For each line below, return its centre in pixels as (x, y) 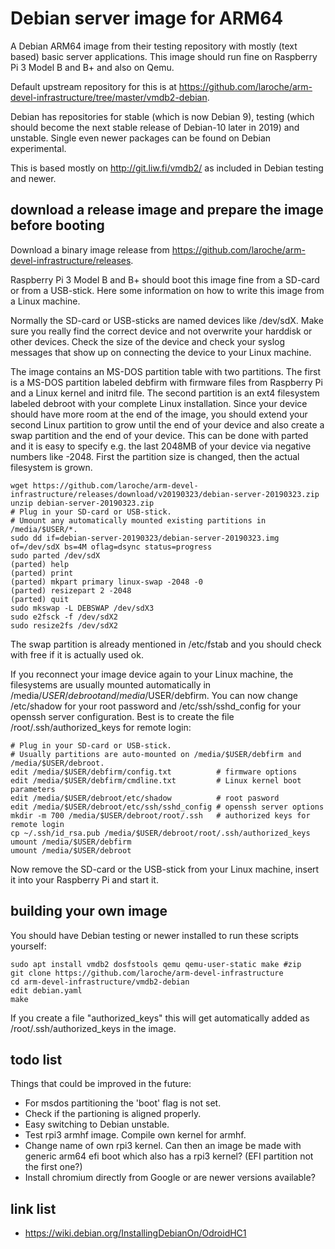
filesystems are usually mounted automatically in (111, 684)
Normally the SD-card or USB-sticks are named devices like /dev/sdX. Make (167, 320)
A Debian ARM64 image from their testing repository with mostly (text (154, 46)
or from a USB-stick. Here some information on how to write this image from (167, 290)
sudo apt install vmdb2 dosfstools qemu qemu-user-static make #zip (156, 964)
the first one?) (53, 1167)
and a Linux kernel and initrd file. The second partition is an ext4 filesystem (165, 393)
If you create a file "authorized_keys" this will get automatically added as (160, 1018)
